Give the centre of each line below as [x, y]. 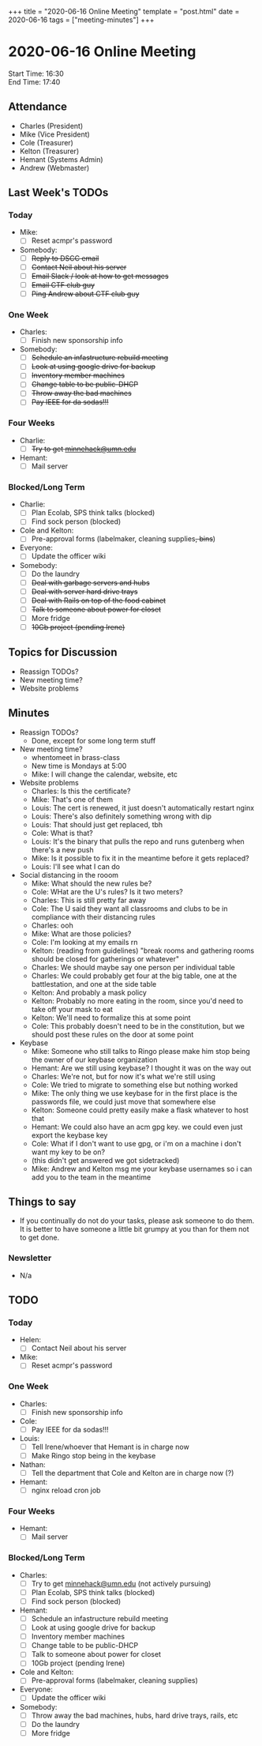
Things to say [42, 1201]
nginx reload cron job [66, 1490]
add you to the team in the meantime [91, 1177]
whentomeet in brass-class [76, 757]
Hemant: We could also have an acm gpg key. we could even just [137, 1127]
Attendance [38, 107]
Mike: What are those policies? [81, 933]
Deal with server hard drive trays [84, 591]
